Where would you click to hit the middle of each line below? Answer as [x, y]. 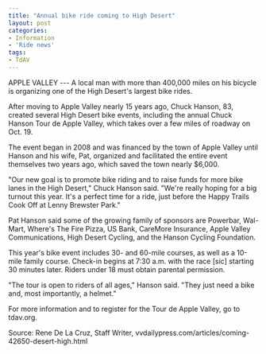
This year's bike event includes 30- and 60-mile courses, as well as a [122, 252]
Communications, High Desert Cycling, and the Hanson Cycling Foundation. [132, 237]
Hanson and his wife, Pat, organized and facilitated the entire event [118, 155]
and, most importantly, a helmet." [62, 293]
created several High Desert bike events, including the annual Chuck [120, 115]
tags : [17, 53]
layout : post [30, 23]
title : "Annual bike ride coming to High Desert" [92, 16]
